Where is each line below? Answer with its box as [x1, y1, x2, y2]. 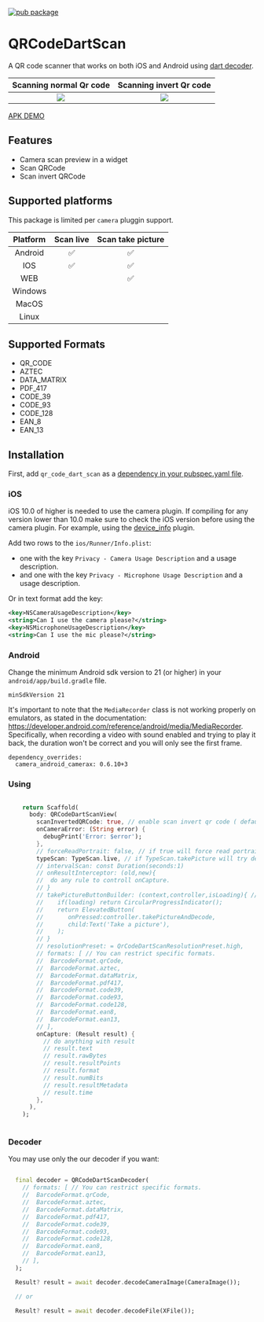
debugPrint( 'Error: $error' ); [42, 833, 143, 841]
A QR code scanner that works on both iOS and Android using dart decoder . [8, 61, 254, 70]
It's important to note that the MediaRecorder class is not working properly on [8, 705, 256, 715]
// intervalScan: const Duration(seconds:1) [36, 862, 185, 870]
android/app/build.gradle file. [8, 676, 107, 686]
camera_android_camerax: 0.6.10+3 [15, 760, 128, 768]
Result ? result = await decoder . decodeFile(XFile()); [15, 1306, 195, 1315]
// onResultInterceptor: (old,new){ [36, 869, 156, 877]
